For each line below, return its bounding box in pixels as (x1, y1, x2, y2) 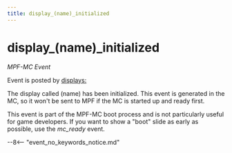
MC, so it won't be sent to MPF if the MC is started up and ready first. (7, 96, 205, 105)
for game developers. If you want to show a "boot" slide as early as (7, 117, 199, 125)
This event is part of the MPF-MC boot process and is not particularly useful (7, 110, 224, 118)
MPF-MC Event (7, 63, 51, 71)
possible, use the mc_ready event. (7, 125, 105, 133)
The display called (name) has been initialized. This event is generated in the (7, 89, 225, 97)
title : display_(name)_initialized (7, 10, 110, 17)
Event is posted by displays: (7, 76, 87, 84)
